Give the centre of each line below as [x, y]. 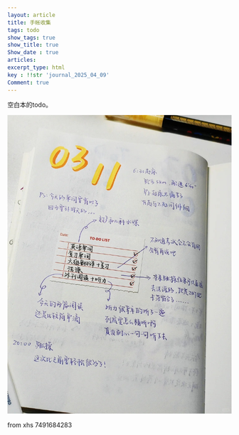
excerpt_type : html [36, 68]
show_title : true [33, 45]
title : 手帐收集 [29, 22]
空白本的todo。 [30, 104]
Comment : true [28, 82]
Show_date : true [33, 53]
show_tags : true [31, 38]
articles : [22, 60]
